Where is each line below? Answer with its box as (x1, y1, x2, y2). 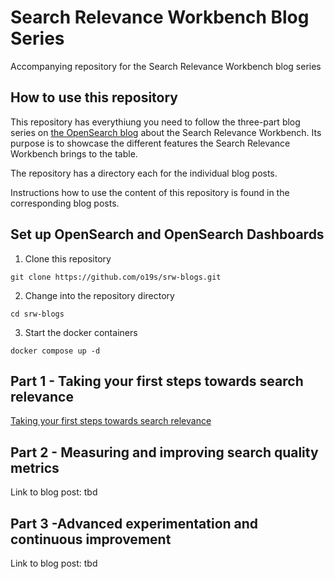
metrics (10, 459, 60, 476)
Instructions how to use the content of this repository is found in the (10, 186, 290, 198)
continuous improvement (10, 531, 172, 548)
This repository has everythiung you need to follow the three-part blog (10, 116, 301, 128)
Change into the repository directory (24, 289, 175, 301)
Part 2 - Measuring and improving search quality (10, 444, 319, 461)
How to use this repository (10, 89, 179, 106)
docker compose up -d (10, 346, 101, 356)
